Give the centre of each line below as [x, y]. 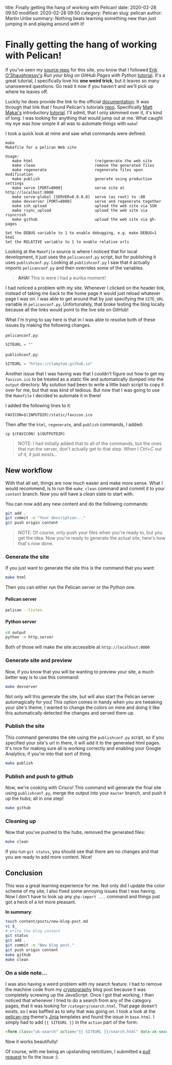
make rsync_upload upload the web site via [80, 210]
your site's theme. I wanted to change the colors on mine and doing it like [83, 707]
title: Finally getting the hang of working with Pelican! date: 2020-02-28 [81, 7]
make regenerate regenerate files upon [78, 170]
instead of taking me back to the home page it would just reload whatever [83, 293]
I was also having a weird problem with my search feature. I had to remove [84, 984]
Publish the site [25, 726]
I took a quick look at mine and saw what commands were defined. [76, 133]
